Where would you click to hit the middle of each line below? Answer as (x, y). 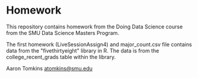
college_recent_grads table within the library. (61, 57)
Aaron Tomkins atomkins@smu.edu (49, 68)
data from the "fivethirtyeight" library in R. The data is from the (83, 50)
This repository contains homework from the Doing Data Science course (95, 27)
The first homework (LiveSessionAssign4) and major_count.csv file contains (99, 44)
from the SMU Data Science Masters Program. (63, 32)
